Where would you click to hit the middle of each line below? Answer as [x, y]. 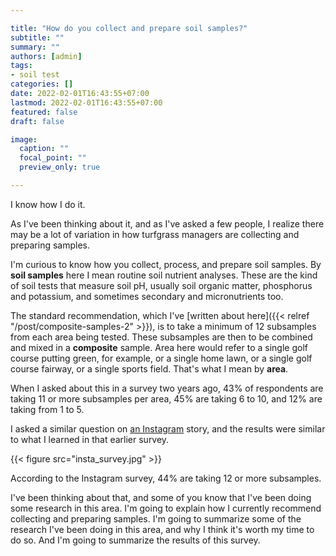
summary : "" [35, 47]
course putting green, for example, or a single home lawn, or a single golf [161, 358]
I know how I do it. [48, 204]
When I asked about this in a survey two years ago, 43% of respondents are [167, 388]
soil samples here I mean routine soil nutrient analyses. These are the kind [164, 275]
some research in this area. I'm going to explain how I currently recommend [166, 508]
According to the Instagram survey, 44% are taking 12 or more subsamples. [166, 478]
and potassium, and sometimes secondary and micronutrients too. [147, 296]
